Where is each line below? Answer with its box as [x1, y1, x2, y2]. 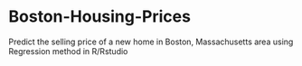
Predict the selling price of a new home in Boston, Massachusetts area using [8, 36, 294, 47]
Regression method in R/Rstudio [8, 45, 128, 56]
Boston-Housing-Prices [8, 6, 192, 27]
